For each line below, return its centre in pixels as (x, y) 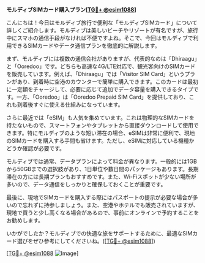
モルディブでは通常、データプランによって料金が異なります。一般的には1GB (102, 161)
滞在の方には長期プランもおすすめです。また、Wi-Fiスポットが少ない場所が (101, 177)
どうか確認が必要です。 (36, 148)
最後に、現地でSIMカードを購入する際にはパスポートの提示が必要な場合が (99, 197)
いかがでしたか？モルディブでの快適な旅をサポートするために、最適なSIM (99, 233)
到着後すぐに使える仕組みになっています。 (70, 105)
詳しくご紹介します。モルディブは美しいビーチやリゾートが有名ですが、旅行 (102, 30)
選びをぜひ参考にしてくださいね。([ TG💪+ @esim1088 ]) (86, 241)
